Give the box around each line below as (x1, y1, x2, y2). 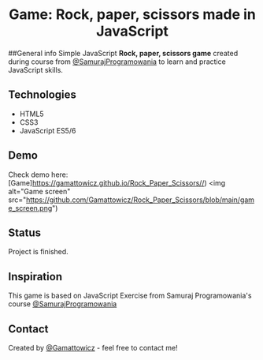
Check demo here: (8, 170, 69, 179)
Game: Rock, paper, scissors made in (9, 6, 256, 24)
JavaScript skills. (8, 65, 63, 74)
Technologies (8, 88, 77, 102)
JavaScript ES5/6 (19, 126, 76, 135)
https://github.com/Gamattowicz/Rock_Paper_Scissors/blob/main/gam (26, 195, 254, 204)
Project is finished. (8, 247, 69, 257)
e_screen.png (8, 203, 53, 212)
